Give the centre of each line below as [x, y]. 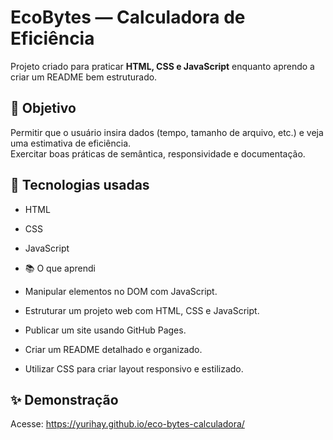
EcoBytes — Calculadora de [128, 17]
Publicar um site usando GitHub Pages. [105, 330]
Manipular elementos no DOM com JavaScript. [121, 291]
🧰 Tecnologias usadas [80, 185]
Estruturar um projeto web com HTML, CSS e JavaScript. [142, 310]
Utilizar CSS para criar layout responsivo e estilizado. [134, 368]
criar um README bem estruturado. [84, 77]
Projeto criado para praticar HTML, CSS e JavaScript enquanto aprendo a [162, 66]
